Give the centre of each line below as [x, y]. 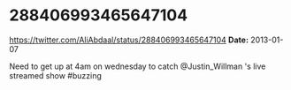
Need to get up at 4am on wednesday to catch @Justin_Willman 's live [138, 66]
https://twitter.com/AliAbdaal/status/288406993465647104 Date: [129, 40]
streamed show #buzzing [55, 75]
